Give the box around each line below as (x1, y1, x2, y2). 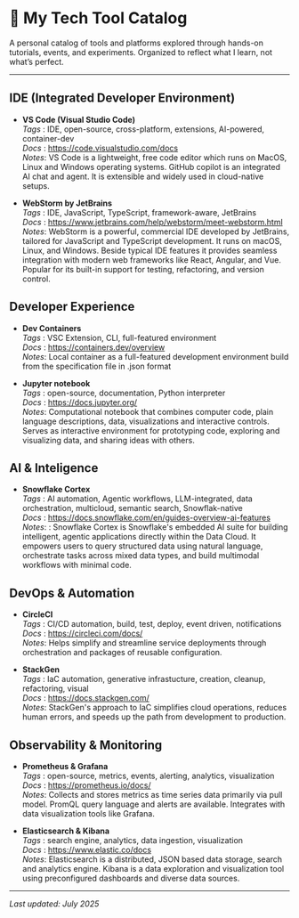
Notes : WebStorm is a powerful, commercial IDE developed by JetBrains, (21, 226, 290, 237)
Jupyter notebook (21, 378, 91, 388)
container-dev (21, 133, 75, 143)
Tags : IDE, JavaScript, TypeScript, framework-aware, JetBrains (21, 207, 256, 217)
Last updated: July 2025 (9, 898, 100, 909)
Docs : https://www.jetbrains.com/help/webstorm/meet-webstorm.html (21, 216, 283, 227)
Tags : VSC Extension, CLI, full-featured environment (21, 332, 217, 343)
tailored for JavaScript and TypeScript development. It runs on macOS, (21, 235, 282, 246)
